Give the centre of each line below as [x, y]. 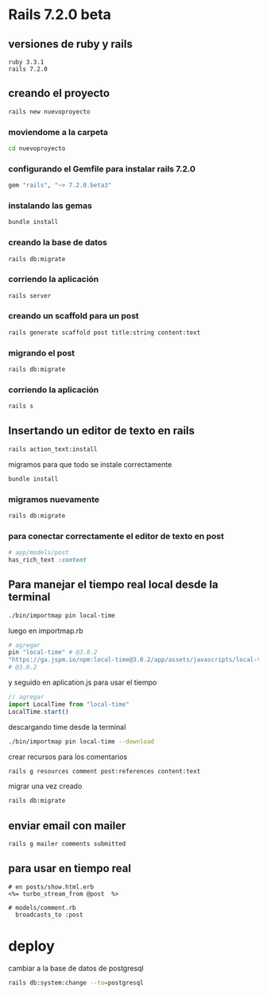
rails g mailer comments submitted [67, 844]
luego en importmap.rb [46, 631]
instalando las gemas [50, 206]
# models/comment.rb [43, 908]
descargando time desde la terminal [67, 727]
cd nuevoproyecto [37, 148]
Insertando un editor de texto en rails [102, 431]
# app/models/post [39, 553]
